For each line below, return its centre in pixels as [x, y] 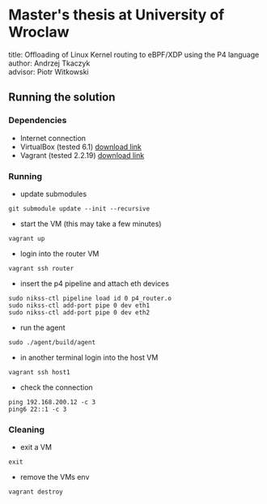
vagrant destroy [36, 492]
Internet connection [53, 138]
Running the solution [62, 98]
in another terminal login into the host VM [89, 357]
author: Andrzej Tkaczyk [49, 63]
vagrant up [27, 238]
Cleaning [27, 429]
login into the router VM [59, 254]
